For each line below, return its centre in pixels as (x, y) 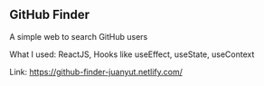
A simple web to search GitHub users (79, 36)
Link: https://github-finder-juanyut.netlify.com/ (96, 72)
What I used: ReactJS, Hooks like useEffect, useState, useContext (132, 54)
